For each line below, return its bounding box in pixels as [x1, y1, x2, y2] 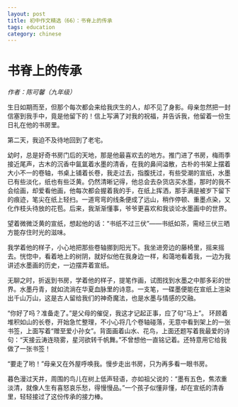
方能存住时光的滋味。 [7, 228, 69, 237]
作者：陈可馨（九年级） [7, 88, 76, 97]
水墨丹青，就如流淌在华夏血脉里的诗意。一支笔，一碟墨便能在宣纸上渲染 [19, 285, 231, 293]
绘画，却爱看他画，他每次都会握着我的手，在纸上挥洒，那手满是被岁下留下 [13, 186, 231, 195]
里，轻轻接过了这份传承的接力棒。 [7, 392, 107, 401]
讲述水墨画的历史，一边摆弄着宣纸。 [7, 261, 113, 270]
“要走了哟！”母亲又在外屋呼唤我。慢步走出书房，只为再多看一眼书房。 [7, 359, 212, 368]
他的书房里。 [25, 121, 64, 129]
